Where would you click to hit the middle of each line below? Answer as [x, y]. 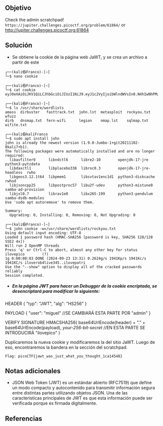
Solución [19, 45]
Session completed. [25, 275]
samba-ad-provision [25, 189]
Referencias [24, 418]
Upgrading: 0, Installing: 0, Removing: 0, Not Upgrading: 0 [73, 215]
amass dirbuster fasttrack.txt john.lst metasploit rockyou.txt [78, 112]
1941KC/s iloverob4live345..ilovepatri [45, 263]
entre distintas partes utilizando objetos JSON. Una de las [70, 393]
